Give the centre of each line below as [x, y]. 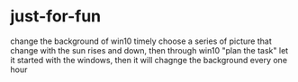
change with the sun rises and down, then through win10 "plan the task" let [149, 50]
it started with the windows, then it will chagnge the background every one [149, 60]
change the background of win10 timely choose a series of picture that [141, 41]
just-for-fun [56, 16]
